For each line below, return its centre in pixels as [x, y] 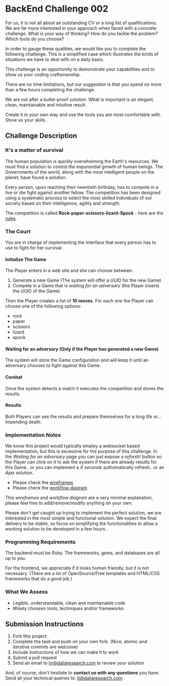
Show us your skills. [26, 120]
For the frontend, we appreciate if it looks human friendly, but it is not [77, 568]
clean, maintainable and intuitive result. [46, 104]
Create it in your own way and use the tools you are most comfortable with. [83, 115]
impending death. [23, 421]
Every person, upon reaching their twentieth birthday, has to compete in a [82, 187]
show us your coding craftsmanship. [43, 74]
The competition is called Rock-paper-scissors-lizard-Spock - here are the [84, 213]
